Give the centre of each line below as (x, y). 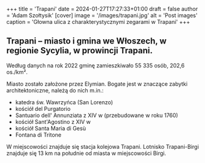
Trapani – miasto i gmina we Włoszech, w (87, 41)
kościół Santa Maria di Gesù (50, 128)
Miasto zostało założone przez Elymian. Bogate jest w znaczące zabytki (97, 84)
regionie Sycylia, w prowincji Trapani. (79, 51)
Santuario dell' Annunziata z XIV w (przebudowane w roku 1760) (97, 115)
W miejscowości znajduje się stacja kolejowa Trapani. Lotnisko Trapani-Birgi (103, 146)
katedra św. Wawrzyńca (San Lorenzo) (64, 102)
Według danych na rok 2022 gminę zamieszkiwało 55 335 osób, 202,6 (96, 65)
